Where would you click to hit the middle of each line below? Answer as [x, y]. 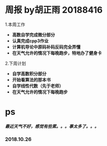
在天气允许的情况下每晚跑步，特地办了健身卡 [57, 53]
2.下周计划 [16, 63]
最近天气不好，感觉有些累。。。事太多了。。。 [52, 126]
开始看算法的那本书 [31, 80]
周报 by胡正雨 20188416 [54, 10]
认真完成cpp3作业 [30, 41]
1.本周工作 [15, 24]
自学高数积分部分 [29, 73]
